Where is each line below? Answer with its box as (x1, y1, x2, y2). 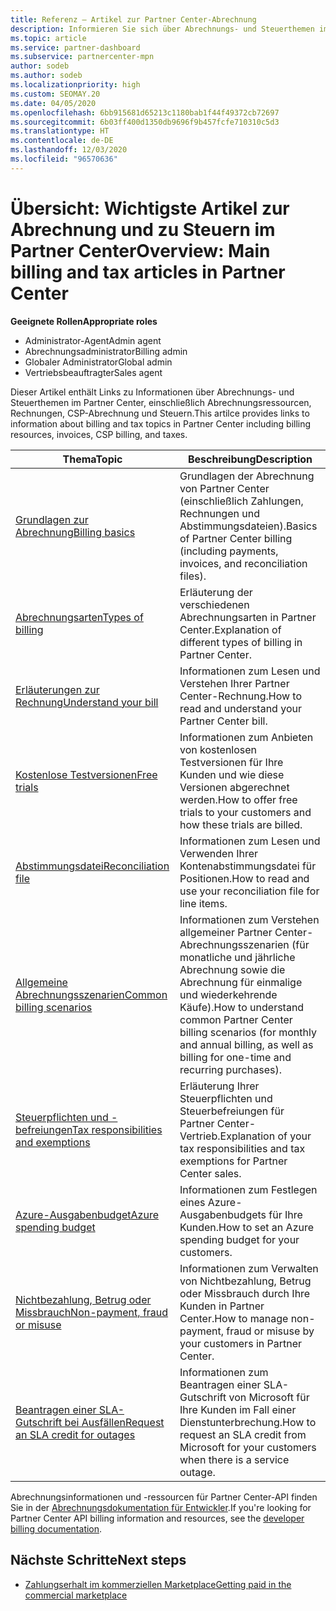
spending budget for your (179, 1232, 300, 1246)
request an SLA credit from (179, 1427, 307, 1441)
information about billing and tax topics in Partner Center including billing (10, 417, 312, 430)
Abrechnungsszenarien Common (15, 987, 168, 1001)
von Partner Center (179, 481, 270, 495)
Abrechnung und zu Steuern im (10, 218, 276, 241)
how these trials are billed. (179, 817, 303, 831)
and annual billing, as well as (179, 1037, 314, 1051)
